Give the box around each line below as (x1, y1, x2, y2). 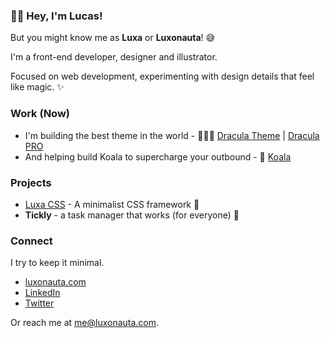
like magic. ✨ (10, 81, 65, 93)
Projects (10, 175, 52, 189)
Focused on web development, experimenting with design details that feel (10, 70, 315, 83)
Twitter (24, 297, 55, 309)
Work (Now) (10, 107, 70, 121)
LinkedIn (24, 287, 61, 299)
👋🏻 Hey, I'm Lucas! (10, 9, 103, 23)
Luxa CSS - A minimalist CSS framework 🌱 (24, 198, 200, 210)
